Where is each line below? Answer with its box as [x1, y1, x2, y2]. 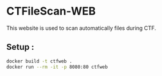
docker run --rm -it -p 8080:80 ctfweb [6, 64, 108, 70]
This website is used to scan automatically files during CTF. [6, 24, 156, 32]
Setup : [6, 42, 35, 52]
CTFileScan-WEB [6, 4, 96, 18]
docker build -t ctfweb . [6, 58, 72, 64]
